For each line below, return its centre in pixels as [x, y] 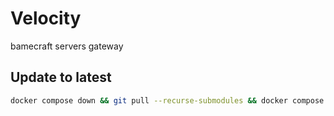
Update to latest [61, 77]
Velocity [46, 18]
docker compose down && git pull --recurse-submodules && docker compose [167, 100]
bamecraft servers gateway [67, 46]
